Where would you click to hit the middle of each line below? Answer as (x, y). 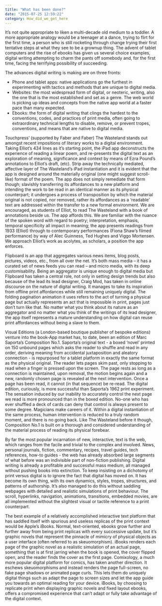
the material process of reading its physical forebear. (58, 430)
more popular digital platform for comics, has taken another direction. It (76, 563)
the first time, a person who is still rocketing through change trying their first (81, 43)
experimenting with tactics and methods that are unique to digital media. (84, 87)
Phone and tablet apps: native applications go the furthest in (72, 82)
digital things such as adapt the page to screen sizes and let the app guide (79, 578)
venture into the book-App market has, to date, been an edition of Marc (76, 337)
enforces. (15, 246)
